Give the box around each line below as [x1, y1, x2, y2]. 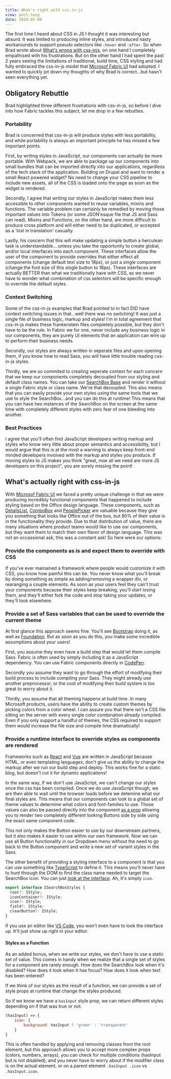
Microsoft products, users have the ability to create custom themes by [5, 701, 153, 707]
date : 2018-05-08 [5, 17, 42, 22]
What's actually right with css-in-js [5, 477, 120, 487]
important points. [5, 143, 41, 149]
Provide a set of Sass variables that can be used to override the [5, 610, 164, 617]
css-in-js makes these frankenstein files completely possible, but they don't [5, 321, 164, 328]
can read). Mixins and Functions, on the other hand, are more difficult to [5, 217, 156, 223]
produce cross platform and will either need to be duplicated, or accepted [5, 222, 160, 228]
